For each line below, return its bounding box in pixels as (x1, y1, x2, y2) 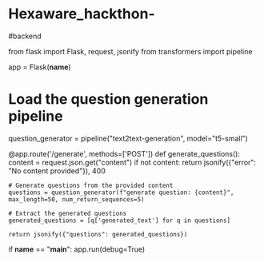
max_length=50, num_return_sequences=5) (8, 195, 146, 204)
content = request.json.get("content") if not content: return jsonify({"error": (8, 157, 257, 167)
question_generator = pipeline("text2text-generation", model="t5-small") (8, 133, 248, 143)
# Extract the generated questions (8, 209, 127, 217)
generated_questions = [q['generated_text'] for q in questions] (8, 216, 230, 224)
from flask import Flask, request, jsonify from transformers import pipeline (8, 46, 253, 56)
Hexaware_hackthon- (8, 5, 156, 23)
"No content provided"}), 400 (8, 165, 106, 176)
